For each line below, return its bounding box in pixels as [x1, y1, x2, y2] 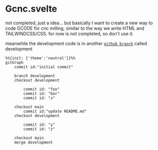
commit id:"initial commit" [14, 64, 73, 69]
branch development [14, 73, 56, 79]
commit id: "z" [23, 126, 56, 132]
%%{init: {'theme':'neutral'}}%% [5, 55, 76, 61]
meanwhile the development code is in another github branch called [5, 40, 147, 46]
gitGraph [5, 60, 24, 65]
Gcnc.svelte [5, 3, 58, 15]
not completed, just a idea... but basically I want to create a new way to [5, 20, 153, 26]
